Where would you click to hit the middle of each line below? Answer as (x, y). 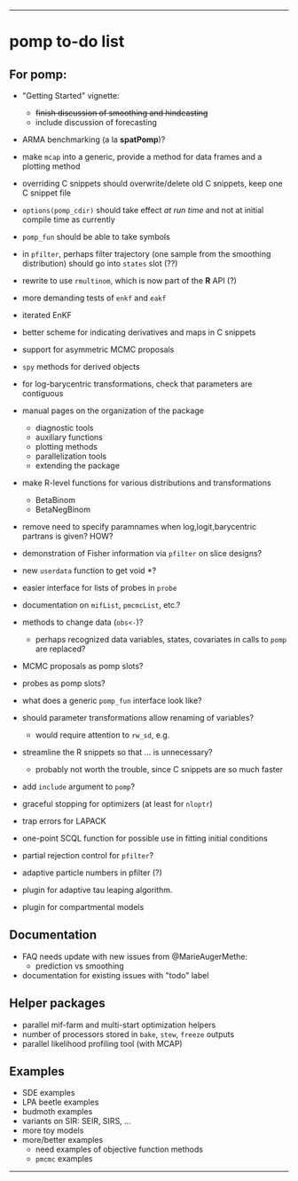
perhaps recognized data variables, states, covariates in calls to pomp (161, 639)
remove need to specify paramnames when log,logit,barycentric (139, 527)
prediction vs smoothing (79, 966)
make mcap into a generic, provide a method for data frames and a (142, 157)
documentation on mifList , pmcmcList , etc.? (101, 605)
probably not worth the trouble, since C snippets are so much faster (159, 769)
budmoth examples (57, 1112)
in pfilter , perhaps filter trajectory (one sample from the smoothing (146, 254)
